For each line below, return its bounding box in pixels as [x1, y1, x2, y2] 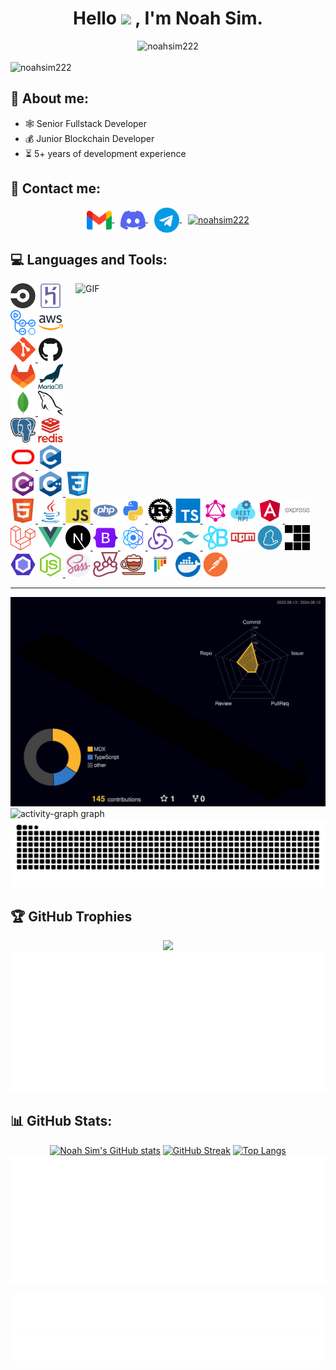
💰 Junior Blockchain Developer [24, 132, 155, 144]
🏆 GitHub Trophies [10, 908, 133, 925]
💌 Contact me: [10, 180, 101, 197]
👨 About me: [10, 90, 89, 107]
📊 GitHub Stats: [10, 1113, 113, 1130]
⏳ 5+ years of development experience [24, 147, 187, 159]
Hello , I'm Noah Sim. [73, 7, 263, 30]
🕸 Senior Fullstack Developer [24, 117, 148, 129]
